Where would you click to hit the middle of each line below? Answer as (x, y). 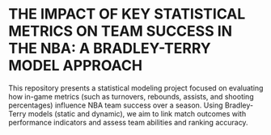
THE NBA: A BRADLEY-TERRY (110, 49)
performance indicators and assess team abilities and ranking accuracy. (128, 122)
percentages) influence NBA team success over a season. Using (116, 105)
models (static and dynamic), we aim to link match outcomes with (137, 113)
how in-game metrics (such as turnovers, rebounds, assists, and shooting (131, 96)
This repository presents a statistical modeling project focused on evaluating (136, 88)
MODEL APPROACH (76, 66)
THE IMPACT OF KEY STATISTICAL (127, 14)
